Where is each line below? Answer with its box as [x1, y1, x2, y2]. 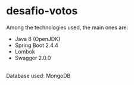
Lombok [14, 48, 36, 55]
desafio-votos [6, 4, 78, 18]
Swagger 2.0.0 [14, 54, 51, 61]
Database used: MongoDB [6, 72, 71, 79]
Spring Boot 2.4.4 [14, 42, 58, 49]
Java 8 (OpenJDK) [14, 35, 61, 42]
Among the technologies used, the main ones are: [6, 24, 129, 31]
